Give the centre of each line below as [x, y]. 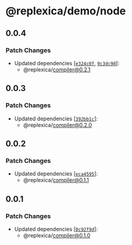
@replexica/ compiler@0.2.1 [57, 69]
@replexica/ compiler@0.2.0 [57, 125]
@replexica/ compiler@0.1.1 [56, 180]
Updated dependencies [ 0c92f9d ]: [56, 229]
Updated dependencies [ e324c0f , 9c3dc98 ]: [67, 63]
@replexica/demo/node [66, 11]
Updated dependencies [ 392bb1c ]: [56, 119]
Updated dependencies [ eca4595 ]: [56, 174]
